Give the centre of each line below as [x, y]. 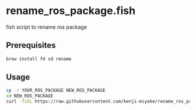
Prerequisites [31, 45]
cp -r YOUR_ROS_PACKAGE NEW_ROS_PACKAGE [56, 91]
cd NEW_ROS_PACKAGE [30, 96]
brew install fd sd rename [39, 59]
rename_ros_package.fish [71, 11]
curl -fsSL [19, 102]
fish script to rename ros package [47, 27]
